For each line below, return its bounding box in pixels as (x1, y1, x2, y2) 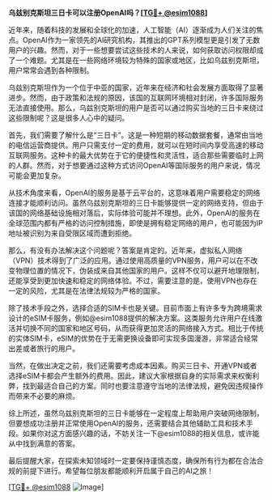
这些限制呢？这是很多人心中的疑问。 (8, 113, 130, 122)
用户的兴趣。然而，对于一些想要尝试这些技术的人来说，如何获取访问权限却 (8, 45, 257, 55)
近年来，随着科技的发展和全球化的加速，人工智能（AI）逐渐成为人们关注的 (8, 25, 257, 35)
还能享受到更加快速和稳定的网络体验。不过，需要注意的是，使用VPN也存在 (8, 276, 257, 286)
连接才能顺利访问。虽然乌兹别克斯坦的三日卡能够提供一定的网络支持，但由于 (8, 198, 264, 207)
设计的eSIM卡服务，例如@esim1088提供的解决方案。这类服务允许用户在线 (8, 313, 256, 323)
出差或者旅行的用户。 (8, 344, 79, 353)
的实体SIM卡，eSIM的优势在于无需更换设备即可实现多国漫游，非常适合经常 (8, 333, 258, 343)
